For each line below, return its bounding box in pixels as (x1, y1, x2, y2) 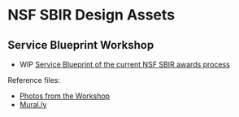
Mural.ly (19, 100, 47, 109)
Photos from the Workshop (19, 91, 111, 101)
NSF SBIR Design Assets (7, 6, 176, 24)
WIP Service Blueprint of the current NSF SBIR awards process (19, 59, 231, 69)
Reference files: (7, 76, 61, 84)
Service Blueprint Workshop (7, 38, 154, 52)
